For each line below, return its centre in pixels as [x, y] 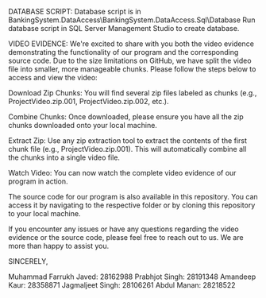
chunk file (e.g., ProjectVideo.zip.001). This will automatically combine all [127, 149]
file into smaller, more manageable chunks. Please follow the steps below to [132, 69]
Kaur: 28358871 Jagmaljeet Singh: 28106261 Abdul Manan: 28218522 [122, 285]
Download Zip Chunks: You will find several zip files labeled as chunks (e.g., [133, 93]
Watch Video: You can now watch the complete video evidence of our [122, 173]
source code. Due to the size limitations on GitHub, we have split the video [130, 60]
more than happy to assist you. [59, 246]
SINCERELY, [28, 261]
